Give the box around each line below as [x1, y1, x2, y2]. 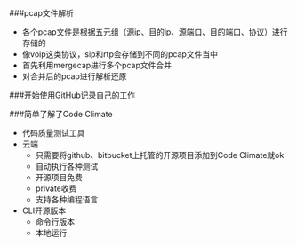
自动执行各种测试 [35, 161, 99, 171]
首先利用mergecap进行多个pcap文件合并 [21, 60, 172, 70]
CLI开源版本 [21, 205, 67, 216]
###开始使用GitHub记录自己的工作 [9, 90, 136, 100]
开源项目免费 [35, 172, 83, 182]
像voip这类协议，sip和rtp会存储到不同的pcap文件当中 [21, 49, 218, 60]
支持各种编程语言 [35, 194, 99, 204]
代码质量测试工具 [21, 128, 85, 138]
